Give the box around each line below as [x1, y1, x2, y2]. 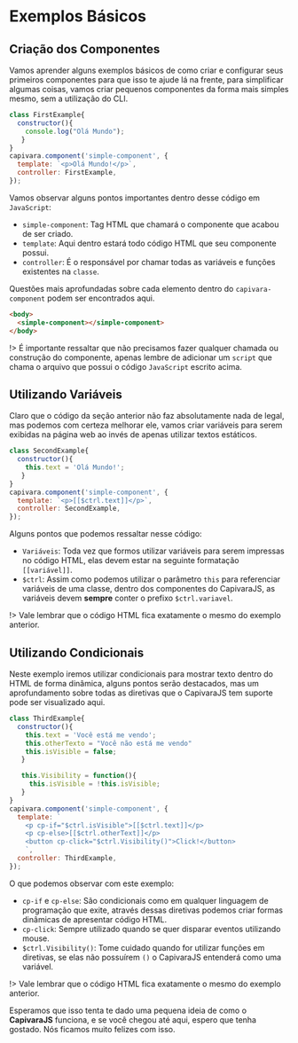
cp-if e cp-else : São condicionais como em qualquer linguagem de [21, 895, 269, 906]
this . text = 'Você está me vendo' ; [25, 730, 157, 740]
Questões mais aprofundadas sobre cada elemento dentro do [9, 283, 234, 294]
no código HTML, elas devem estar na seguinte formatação [21, 555, 239, 566]
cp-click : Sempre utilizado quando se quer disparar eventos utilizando [21, 923, 281, 934]
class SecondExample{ [9, 446, 90, 456]
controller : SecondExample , [17, 504, 122, 514]
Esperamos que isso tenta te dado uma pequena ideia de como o [9, 1005, 247, 1016]
